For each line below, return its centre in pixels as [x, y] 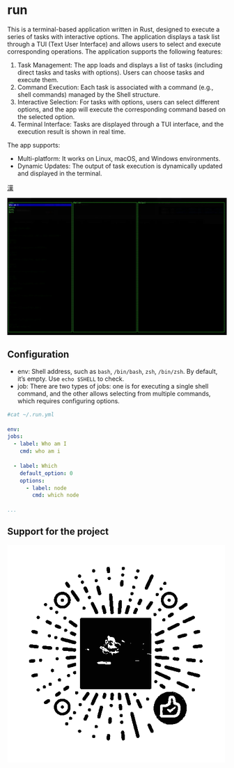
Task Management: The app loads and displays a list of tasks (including [120, 65]
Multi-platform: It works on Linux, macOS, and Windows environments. [119, 158]
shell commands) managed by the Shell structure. [88, 94]
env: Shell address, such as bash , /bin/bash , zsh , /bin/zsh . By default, [117, 371]
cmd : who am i [40, 451]
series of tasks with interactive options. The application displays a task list [114, 36]
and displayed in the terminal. [60, 173]
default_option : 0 [46, 473]
